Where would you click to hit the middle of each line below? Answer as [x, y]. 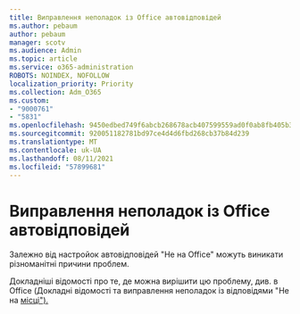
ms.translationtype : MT [54, 142]
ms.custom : [29, 100]
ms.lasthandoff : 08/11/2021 [62, 158]
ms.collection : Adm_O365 [55, 92]
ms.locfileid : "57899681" [57, 167]
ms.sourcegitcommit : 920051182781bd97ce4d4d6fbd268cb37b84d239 [129, 134]
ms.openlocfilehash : [48, 126]
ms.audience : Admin [46, 51]
